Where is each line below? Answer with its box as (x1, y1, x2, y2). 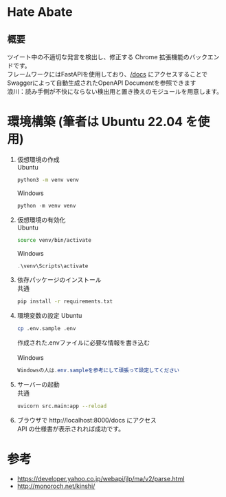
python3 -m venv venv (16, 176, 80, 183)
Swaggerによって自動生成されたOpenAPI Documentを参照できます (7, 79, 196, 87)
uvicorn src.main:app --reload (16, 403, 107, 410)
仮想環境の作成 (16, 155, 60, 163)
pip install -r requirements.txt (16, 298, 113, 305)
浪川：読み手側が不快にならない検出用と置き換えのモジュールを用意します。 (7, 88, 223, 95)
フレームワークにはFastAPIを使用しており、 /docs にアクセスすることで (7, 70, 208, 78)
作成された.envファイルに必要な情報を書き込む (16, 338, 150, 347)
